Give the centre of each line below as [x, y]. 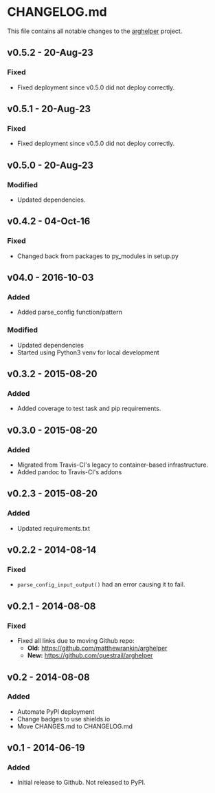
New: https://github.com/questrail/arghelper [90, 655]
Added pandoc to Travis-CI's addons [69, 472]
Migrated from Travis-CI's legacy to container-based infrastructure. [112, 465]
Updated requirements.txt [54, 528]
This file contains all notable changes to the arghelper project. [95, 31]
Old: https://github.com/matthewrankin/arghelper [97, 648]
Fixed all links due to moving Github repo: [76, 641]
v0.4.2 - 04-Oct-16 [49, 221]
